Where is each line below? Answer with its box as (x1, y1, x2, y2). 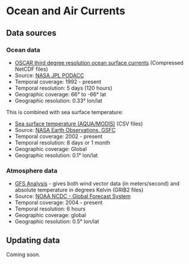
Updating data (6, 235, 61, 245)
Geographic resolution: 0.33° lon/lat (14, 97, 103, 104)
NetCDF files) (14, 65, 49, 73)
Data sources (6, 28, 56, 38)
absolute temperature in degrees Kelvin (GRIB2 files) (14, 186, 144, 194)
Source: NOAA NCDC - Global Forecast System (14, 193, 131, 200)
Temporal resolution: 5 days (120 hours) (14, 84, 113, 92)
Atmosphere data (6, 166, 58, 175)
